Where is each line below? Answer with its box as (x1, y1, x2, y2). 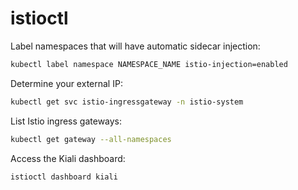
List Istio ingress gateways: (10, 115, 123, 127)
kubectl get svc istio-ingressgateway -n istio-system (10, 97, 244, 107)
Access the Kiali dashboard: (10, 152, 126, 164)
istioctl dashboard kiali (10, 172, 118, 182)
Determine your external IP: (10, 77, 123, 89)
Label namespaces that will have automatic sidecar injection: (10, 40, 261, 52)
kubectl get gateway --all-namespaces (10, 134, 172, 144)
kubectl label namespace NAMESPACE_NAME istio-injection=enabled (10, 59, 288, 69)
